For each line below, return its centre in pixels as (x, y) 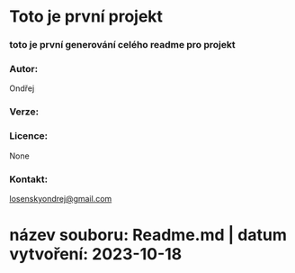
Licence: (29, 136)
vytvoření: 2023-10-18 (96, 255)
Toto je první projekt (86, 17)
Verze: (24, 112)
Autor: (24, 69)
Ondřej (22, 88)
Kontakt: (28, 179)
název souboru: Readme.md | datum (148, 235)
